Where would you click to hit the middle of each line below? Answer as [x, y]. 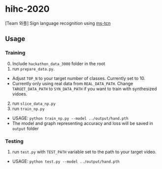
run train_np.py [28, 108]
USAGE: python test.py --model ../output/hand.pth [66, 161]
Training [15, 53]
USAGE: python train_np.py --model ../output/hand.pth [70, 118]
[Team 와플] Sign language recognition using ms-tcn [58, 23]
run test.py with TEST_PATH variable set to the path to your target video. [84, 152]
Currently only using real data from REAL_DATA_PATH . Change [73, 83]
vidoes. [20, 94]
